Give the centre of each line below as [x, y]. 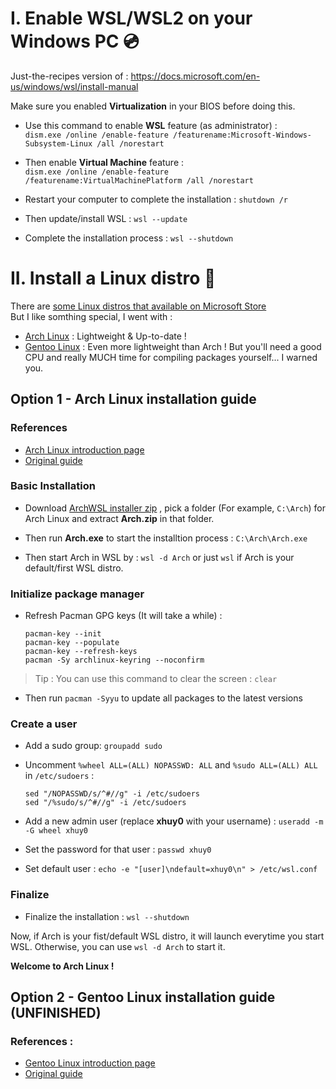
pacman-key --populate [72, 643]
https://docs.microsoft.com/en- [195, 76]
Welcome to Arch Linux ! [62, 966]
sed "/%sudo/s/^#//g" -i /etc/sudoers [105, 803]
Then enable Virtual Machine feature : [104, 162]
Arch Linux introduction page [84, 449]
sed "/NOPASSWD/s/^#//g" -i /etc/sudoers [112, 794]
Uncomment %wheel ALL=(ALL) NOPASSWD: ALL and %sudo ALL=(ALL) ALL [171, 765]
